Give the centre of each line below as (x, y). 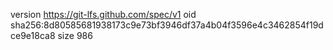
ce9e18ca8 (33, 35)
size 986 (75, 35)
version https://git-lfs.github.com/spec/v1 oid (103, 14)
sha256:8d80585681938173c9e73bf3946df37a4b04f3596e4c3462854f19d (167, 25)
